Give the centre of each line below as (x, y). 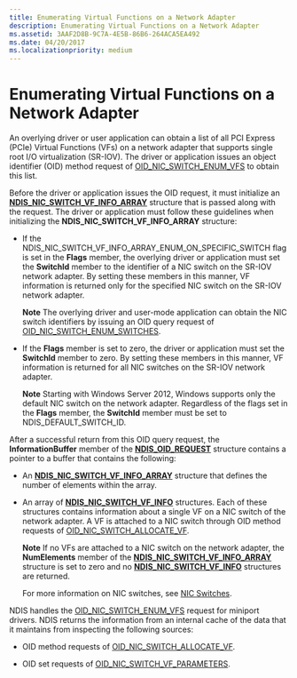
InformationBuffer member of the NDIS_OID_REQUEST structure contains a (148, 449)
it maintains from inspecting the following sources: (101, 630)
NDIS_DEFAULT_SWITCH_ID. (74, 422)
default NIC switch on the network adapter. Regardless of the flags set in (155, 403)
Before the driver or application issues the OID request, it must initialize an (145, 193)
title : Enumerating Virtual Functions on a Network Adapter (123, 17)
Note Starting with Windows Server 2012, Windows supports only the (149, 394)
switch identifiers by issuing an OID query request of (118, 322)
